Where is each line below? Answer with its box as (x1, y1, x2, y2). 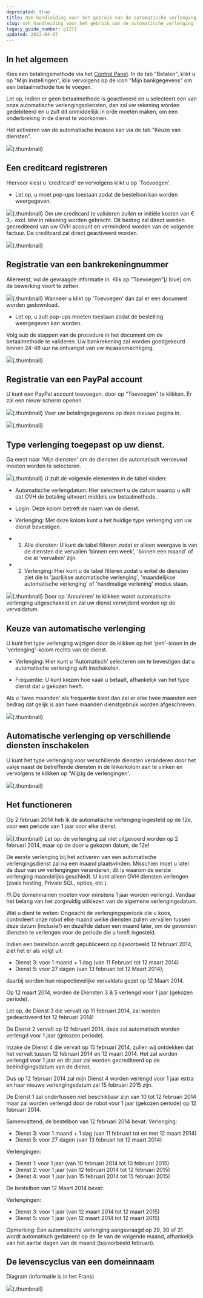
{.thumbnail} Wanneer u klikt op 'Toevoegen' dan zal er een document (12, 295, 188, 302)
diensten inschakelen (6, 740, 89, 751)
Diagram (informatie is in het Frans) (6, 1273, 95, 1280)
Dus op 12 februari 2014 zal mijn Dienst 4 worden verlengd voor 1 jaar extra (6, 1075, 194, 1082)
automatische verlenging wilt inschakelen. (15, 664, 121, 672)
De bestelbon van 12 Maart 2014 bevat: (6, 1184, 104, 1191)
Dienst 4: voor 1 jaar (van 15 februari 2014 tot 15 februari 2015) (15, 1173, 171, 1180)
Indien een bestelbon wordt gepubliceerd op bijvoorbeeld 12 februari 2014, (6, 940, 193, 947)
